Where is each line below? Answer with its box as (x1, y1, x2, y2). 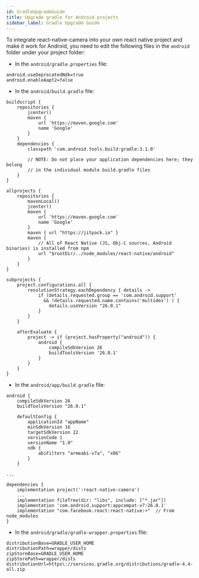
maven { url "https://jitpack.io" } (27, 230, 119, 236)
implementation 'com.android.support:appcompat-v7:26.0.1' (17, 503, 167, 509)
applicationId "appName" (27, 419, 89, 425)
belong (6, 162, 23, 168)
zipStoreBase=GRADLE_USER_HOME (6, 551, 84, 557)
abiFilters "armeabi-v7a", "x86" (38, 450, 121, 457)
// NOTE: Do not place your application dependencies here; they (27, 156, 194, 163)
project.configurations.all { (17, 282, 92, 288)
